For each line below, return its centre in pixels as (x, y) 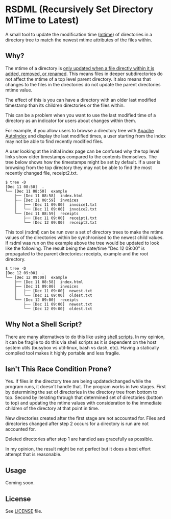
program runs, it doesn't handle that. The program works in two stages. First (86, 387)
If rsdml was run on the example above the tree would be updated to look (82, 243)
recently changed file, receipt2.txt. (42, 173)
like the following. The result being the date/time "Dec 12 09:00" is (75, 248)
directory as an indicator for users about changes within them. (71, 121)
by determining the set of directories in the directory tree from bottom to (81, 392)
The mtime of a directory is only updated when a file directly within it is (80, 68)
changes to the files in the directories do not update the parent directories (83, 84)
